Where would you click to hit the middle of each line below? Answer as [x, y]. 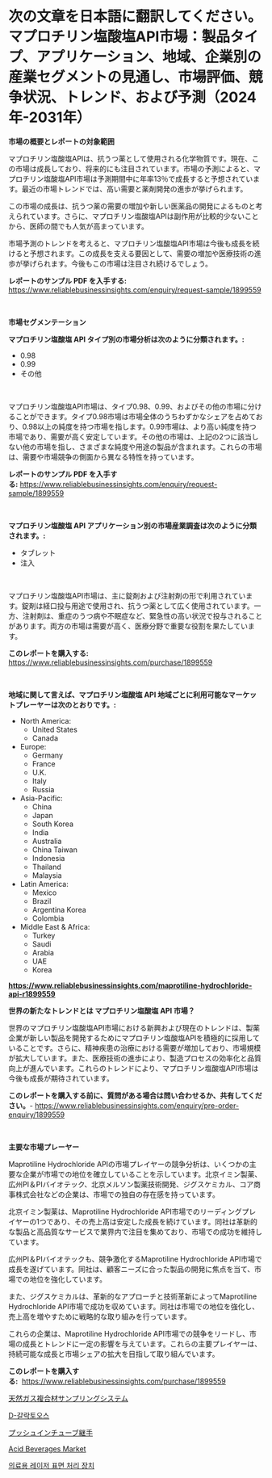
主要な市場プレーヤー [44, 1147]
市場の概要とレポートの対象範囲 [61, 141]
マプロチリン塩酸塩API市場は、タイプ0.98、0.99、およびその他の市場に [128, 406]
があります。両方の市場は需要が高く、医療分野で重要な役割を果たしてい [128, 626]
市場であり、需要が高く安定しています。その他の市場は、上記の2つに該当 [130, 436]
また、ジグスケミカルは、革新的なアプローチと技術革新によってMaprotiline [133, 1296]
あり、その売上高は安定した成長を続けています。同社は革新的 [156, 1221]
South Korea [53, 824]
